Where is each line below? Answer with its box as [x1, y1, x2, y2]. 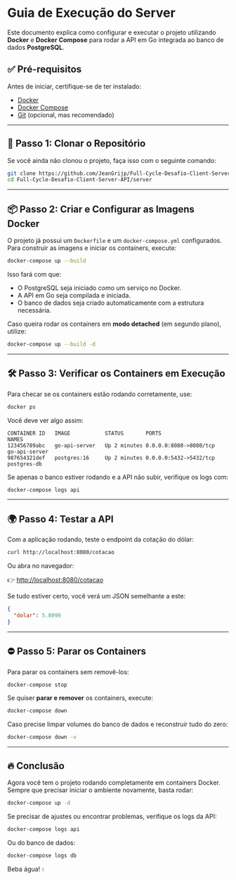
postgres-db [7, 460, 42, 468]
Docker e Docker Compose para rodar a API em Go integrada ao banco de [7, 35, 224, 44]
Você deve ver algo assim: [7, 416, 84, 424]
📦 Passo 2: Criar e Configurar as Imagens [7, 203, 195, 215]
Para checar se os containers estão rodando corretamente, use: [7, 390, 192, 398]
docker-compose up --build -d [7, 341, 96, 348]
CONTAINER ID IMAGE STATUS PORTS [7, 430, 162, 437]
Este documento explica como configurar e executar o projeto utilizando [7, 28, 216, 37]
